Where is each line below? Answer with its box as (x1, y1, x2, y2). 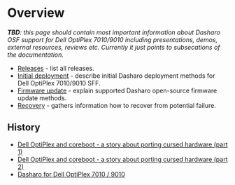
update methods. (17, 93, 67, 102)
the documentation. (7, 50, 64, 59)
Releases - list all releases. (17, 64, 94, 72)
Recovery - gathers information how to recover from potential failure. (17, 101, 217, 109)
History (7, 121, 41, 134)
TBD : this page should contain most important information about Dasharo (7, 28, 220, 36)
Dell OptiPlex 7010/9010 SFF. (17, 78, 101, 87)
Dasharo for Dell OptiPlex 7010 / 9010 (17, 170, 126, 178)
